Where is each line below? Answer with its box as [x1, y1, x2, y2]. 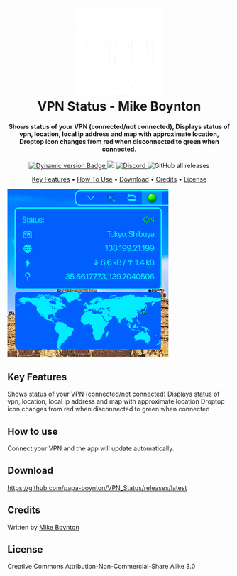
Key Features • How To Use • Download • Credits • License [31, 175, 207, 184]
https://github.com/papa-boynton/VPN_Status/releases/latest [7, 483, 187, 492]
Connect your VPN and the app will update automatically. [7, 444, 175, 453]
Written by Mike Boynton [7, 523, 79, 531]
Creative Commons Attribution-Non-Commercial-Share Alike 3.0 [7, 563, 196, 571]
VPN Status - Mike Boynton [37, 99, 202, 115]
